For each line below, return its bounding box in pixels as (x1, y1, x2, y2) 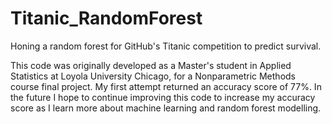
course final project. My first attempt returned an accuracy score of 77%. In (10, 80, 322, 92)
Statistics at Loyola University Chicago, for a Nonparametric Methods (10, 70, 296, 82)
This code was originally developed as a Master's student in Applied (10, 59, 292, 71)
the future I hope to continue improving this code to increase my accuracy (10, 91, 316, 103)
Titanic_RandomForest (10, 7, 203, 30)
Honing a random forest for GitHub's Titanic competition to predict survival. (10, 40, 322, 52)
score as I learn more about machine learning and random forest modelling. (10, 102, 322, 114)
